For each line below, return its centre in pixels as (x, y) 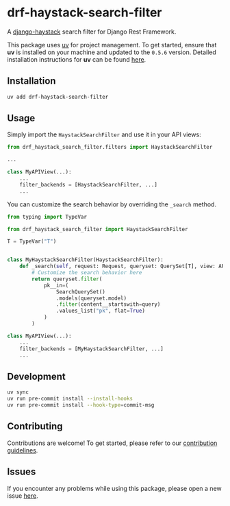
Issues (22, 472)
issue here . (23, 496)
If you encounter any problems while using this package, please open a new (114, 488)
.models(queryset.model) (91, 298)
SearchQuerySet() (81, 292)
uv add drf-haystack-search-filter (58, 97)
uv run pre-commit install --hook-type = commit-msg (81, 405)
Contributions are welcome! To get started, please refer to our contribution (112, 443)
